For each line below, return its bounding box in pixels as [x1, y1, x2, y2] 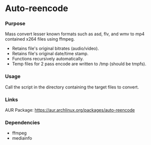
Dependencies [5, 119, 40, 126]
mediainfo [12, 135, 32, 141]
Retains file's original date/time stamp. [12, 51, 89, 57]
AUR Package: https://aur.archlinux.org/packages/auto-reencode [5, 107, 135, 113]
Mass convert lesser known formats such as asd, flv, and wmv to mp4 [5, 31, 145, 37]
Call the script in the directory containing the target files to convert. [5, 84, 139, 90]
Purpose [5, 20, 26, 27]
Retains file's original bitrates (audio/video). [12, 45, 99, 51]
